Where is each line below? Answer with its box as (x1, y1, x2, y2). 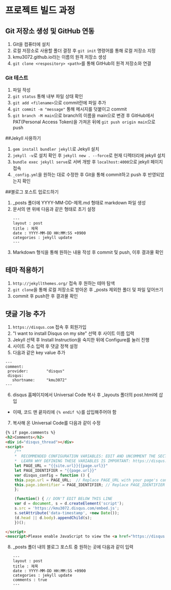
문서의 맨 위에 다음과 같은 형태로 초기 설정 (12, 206, 96, 212)
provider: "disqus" (7, 369, 65, 374)
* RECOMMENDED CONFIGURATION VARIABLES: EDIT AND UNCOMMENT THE (14, 453, 156, 459)
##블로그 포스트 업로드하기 (5, 189, 59, 195)
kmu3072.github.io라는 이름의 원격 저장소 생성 (12, 54, 107, 60)
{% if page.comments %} (5, 430, 56, 435)
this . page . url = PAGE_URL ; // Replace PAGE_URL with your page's (14, 478, 158, 483)
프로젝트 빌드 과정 (5, 5, 75, 16)
